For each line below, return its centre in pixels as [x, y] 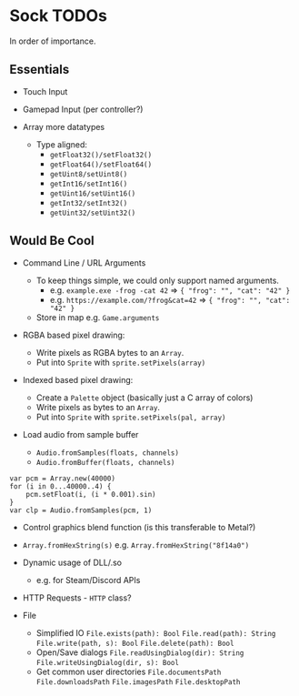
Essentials [40, 70]
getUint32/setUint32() [93, 213]
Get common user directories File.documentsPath [129, 671]
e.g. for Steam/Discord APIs [88, 580]
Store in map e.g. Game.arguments [98, 317]
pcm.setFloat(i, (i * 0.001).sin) [91, 494]
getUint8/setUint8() [89, 174]
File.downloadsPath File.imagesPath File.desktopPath [138, 682]
